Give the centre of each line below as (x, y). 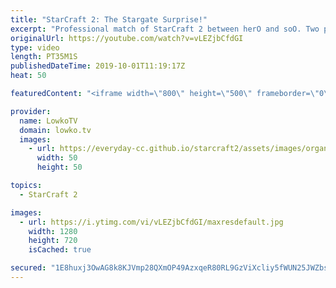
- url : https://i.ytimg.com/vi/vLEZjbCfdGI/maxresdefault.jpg (151, 222)
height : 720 (53, 241)
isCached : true (60, 250)
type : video (35, 47)
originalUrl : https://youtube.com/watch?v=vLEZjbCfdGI (127, 38)
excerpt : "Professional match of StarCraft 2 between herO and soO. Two (165, 29)
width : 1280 (53, 231)
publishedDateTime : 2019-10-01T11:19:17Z (98, 66)
